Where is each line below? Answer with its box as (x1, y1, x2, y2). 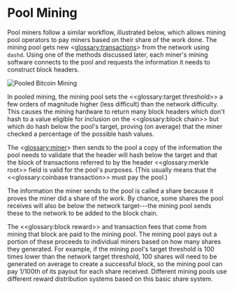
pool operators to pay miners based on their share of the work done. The (7, 35, 217, 43)
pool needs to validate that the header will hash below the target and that (7, 151, 218, 159)
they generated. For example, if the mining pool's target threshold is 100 (7, 244, 214, 253)
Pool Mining (7, 5, 78, 21)
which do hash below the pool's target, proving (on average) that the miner (7, 122, 223, 130)
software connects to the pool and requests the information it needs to (7, 57, 211, 66)
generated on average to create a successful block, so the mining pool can (7, 259, 223, 268)
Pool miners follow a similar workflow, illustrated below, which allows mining (7, 28, 226, 36)
